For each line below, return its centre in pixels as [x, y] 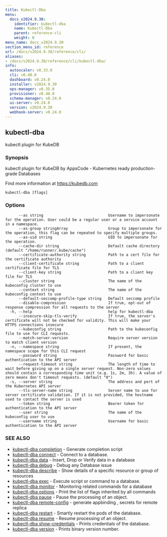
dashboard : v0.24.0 [30, 80]
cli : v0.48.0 [23, 75]
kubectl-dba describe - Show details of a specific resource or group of [85, 470]
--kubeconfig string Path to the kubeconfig [88, 329]
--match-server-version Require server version [88, 338]
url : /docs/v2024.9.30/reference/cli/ [45, 52]
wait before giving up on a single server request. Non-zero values [78, 369]
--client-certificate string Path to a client [81, 264]
